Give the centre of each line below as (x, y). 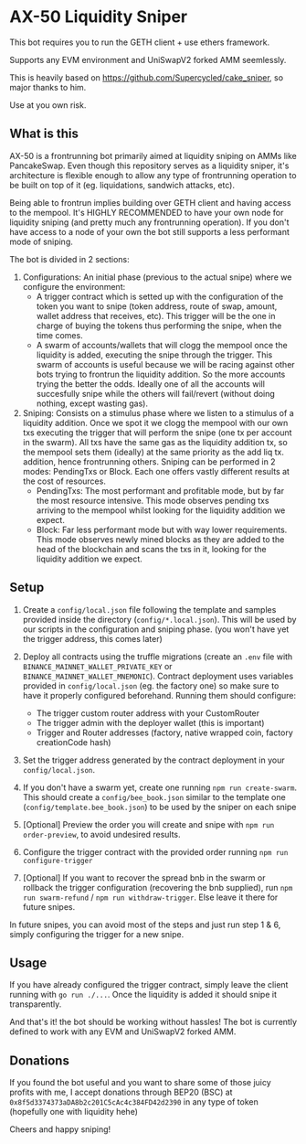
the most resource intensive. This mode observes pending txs (153, 500)
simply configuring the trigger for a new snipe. (97, 934)
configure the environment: (74, 286)
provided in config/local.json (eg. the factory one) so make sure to (151, 685)
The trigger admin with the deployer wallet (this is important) (150, 722)
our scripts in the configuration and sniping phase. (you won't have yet (156, 629)
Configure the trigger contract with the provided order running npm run (155, 851)
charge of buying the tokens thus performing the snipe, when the (159, 326)
